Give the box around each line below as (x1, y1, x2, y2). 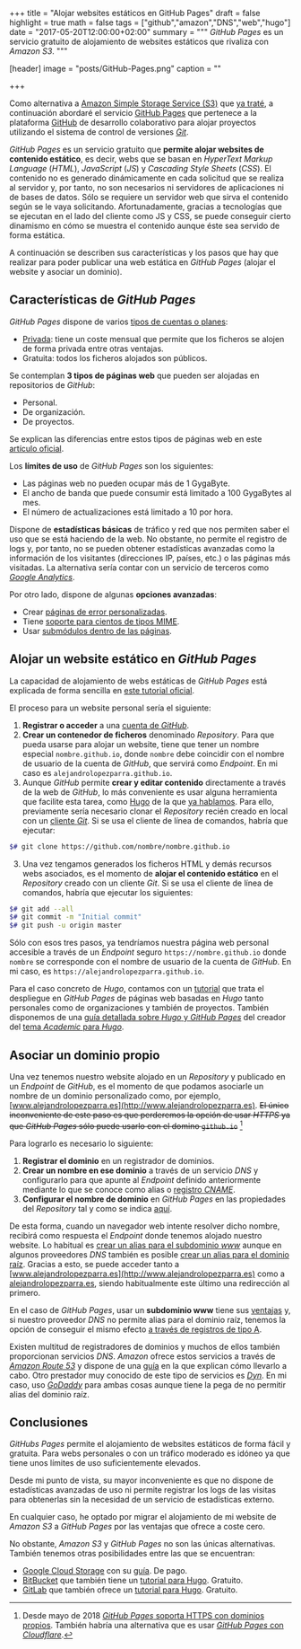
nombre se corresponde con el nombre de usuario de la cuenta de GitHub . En (9, 957, 292, 967)
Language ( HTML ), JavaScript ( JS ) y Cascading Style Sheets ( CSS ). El (9, 163, 271, 173)
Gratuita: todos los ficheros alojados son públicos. (21, 352, 208, 363)
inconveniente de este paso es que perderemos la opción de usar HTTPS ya (9, 1109, 291, 1120)
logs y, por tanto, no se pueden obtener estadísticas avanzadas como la (9, 542, 275, 553)
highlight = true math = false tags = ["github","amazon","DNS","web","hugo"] (9, 17, 291, 28)
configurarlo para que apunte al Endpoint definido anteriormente (21, 1174, 262, 1185)
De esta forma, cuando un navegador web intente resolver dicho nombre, (9, 1221, 280, 1231)
